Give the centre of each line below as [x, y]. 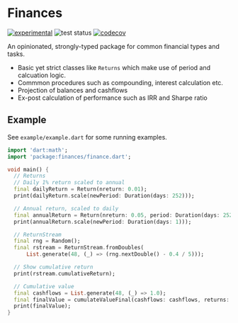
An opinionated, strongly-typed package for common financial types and [113, 46]
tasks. [16, 54]
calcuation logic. [41, 75]
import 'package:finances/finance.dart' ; [69, 157]
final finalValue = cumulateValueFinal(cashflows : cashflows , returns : [122, 300]
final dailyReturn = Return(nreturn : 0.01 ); [80, 189]
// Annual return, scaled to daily [66, 208]
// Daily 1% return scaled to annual [69, 183]
